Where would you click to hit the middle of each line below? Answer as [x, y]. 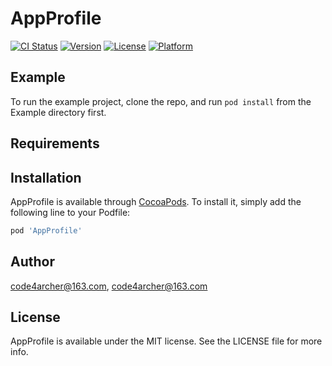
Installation [46, 177]
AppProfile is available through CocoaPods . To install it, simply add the [156, 201]
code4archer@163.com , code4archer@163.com [109, 286]
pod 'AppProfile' [46, 230]
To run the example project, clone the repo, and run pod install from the [161, 101]
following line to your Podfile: [70, 212]
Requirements [55, 143]
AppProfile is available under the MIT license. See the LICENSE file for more [166, 341]
